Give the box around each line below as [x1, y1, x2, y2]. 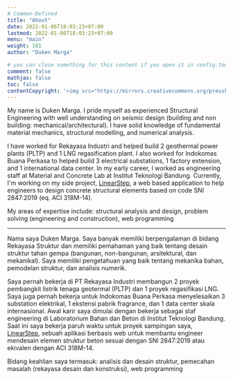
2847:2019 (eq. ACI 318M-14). [7, 194, 93, 202]
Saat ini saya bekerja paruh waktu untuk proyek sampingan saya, [7, 322, 193, 330]
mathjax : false [7, 74, 51, 81]
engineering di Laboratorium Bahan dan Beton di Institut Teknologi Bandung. [7, 314, 225, 323]
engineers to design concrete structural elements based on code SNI [7, 186, 205, 195]
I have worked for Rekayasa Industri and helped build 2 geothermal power [7, 142, 218, 150]
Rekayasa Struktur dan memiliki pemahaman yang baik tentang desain [7, 242, 208, 250]
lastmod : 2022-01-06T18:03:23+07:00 [7, 29, 113, 37]
